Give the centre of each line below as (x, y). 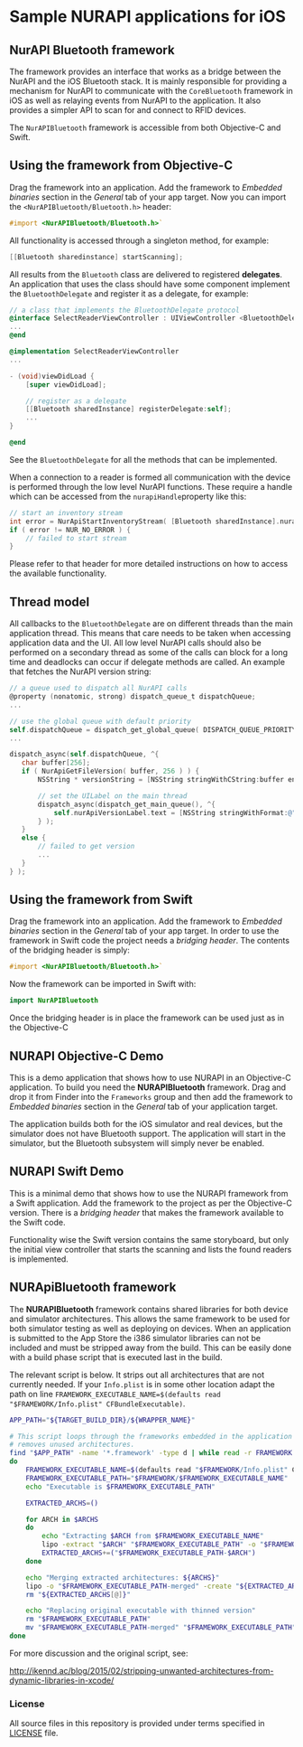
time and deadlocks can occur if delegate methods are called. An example (147, 662)
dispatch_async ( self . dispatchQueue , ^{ (84, 755)
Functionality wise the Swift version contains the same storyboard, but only (149, 1239)
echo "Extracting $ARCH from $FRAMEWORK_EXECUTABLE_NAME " (153, 1536)
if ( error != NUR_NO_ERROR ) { (70, 530)
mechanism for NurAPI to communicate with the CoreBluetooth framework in (151, 91)
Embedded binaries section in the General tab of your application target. (143, 1106)
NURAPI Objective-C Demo (87, 1056)
